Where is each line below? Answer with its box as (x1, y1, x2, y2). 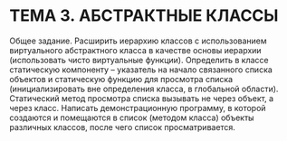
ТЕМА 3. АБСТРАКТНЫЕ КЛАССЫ (9, 5, 279, 26)
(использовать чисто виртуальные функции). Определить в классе (9, 54, 269, 65)
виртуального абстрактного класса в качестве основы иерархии (9, 44, 262, 55)
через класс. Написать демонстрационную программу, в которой (9, 102, 266, 113)
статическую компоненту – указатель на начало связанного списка (9, 64, 273, 75)
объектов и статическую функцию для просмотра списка (9, 73, 234, 84)
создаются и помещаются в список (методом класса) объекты (9, 112, 255, 123)
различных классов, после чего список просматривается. (9, 121, 235, 132)
